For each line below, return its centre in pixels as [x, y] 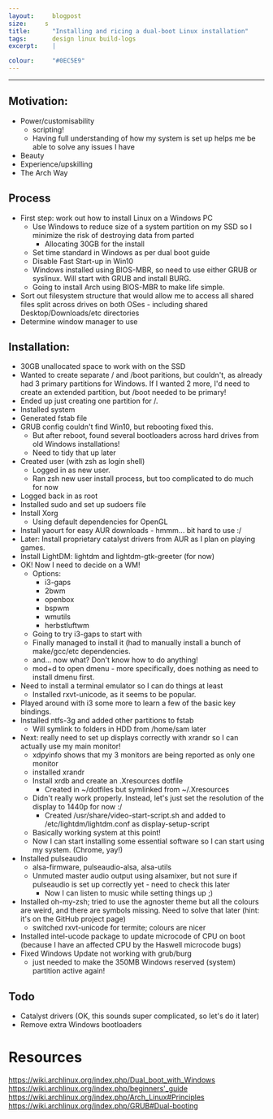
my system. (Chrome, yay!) [78, 850]
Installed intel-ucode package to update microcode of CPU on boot [132, 936]
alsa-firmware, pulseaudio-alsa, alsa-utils [102, 867]
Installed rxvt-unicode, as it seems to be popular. [114, 695]
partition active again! [69, 971]
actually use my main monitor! [70, 746]
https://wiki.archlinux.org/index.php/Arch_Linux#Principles [106, 1097]
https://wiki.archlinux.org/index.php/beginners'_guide [98, 1089]
